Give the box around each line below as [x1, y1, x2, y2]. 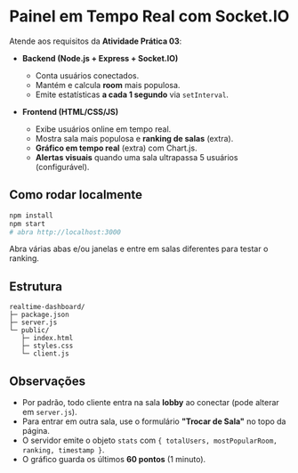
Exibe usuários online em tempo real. [35, 123, 172, 135]
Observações [9, 373, 86, 388]
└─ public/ [9, 326, 50, 335]
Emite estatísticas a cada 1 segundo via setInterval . [35, 89, 230, 100]
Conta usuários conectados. [35, 69, 140, 81]
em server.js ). [21, 407, 77, 417]
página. [21, 426, 51, 436]
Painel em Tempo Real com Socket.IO [9, 6, 290, 27]
